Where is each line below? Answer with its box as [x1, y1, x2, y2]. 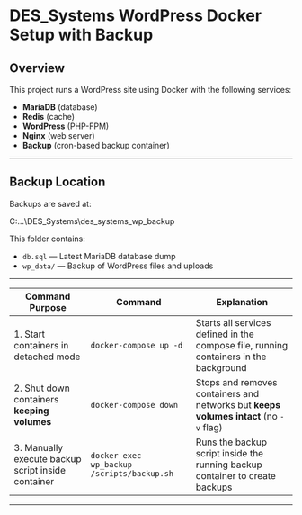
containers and [195, 387, 259, 400]
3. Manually [13, 441, 64, 454]
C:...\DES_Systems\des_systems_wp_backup [9, 215, 175, 226]
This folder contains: [9, 233, 85, 244]
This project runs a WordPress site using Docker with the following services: [9, 85, 292, 95]
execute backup [13, 452, 83, 465]
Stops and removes [195, 375, 278, 388]
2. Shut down [13, 382, 70, 394]
